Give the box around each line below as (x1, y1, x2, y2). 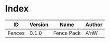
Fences (7, 29, 25, 36)
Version (29, 21, 49, 28)
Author (85, 21, 103, 28)
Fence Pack (53, 29, 81, 36)
